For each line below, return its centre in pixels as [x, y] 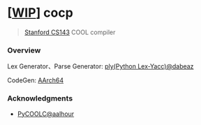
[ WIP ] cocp [40, 13]
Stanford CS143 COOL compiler [70, 32]
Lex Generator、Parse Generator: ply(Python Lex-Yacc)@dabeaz [100, 66]
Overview [24, 50]
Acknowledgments [40, 98]
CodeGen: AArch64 [36, 80]
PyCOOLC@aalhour [46, 114]
